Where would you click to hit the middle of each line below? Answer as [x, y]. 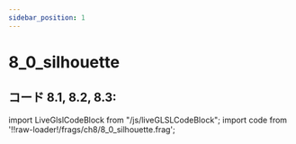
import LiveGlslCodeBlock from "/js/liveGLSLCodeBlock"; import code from [148, 120]
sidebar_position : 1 [47, 18]
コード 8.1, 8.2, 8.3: [63, 98]
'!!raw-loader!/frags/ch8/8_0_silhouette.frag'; [92, 129]
